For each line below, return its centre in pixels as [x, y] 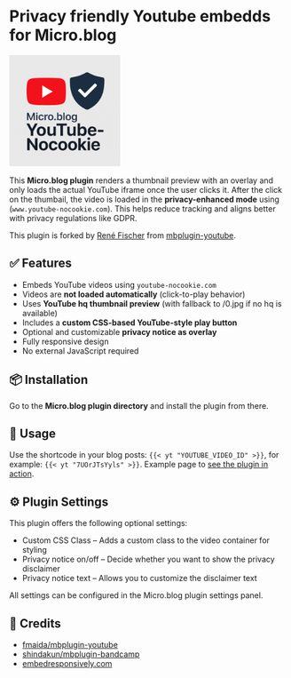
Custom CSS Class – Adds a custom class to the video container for [146, 540]
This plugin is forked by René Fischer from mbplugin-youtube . [123, 235]
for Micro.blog [63, 35]
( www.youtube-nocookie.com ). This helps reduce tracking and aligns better [143, 208]
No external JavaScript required [80, 351]
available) [39, 313]
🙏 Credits [35, 623]
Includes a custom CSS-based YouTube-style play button [130, 323]
